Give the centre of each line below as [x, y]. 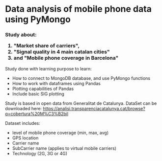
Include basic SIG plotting [38, 93]
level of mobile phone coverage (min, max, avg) [60, 133]
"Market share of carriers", [47, 46]
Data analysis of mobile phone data [79, 9]
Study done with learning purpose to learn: [48, 69]
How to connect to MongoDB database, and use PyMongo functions [81, 78]
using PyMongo [38, 19]
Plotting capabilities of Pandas [43, 89]
